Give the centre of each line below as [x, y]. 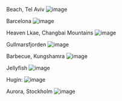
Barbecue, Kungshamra [36, 56]
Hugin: [14, 80]
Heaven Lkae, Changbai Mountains [50, 33]
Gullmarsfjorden [26, 44]
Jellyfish [17, 68]
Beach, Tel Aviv [25, 9]
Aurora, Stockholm [30, 91]
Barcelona [19, 21]
